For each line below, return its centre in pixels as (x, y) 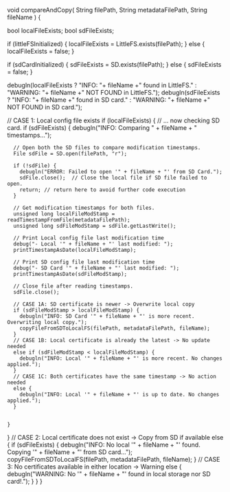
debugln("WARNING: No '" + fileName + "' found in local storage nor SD (109, 474)
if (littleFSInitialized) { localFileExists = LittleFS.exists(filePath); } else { (106, 44)
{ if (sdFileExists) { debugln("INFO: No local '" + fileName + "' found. (104, 445)
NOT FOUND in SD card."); (45, 107)
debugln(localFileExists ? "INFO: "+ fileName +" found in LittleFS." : (102, 85)
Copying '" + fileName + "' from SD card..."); (70, 452)
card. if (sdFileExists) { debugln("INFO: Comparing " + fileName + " (102, 128)
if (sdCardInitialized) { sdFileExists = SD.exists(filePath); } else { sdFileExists (114, 64)
